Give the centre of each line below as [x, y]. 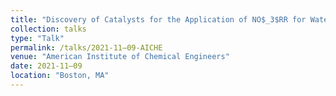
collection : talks [48, 29]
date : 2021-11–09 [46, 66]
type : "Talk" [37, 38]
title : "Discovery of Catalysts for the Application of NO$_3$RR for [158, 19]
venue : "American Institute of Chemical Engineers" [120, 57]
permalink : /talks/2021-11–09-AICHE [86, 47]
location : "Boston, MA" [60, 76]
